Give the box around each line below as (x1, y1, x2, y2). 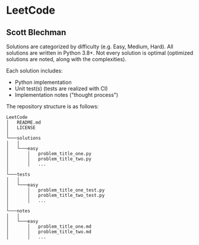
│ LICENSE (6, 125, 36, 131)
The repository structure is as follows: (6, 103, 99, 110)
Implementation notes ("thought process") (14, 92, 119, 98)
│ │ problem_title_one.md (6, 224, 92, 230)
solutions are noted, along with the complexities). (6, 56, 127, 62)
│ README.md (6, 120, 42, 125)
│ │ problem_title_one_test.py (6, 187, 105, 193)
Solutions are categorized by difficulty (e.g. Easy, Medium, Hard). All (6, 43, 173, 50)
